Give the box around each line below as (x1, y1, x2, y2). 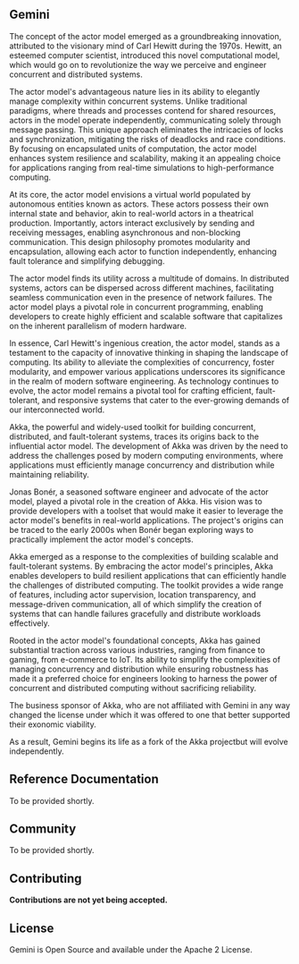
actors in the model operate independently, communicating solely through (9, 114, 281, 125)
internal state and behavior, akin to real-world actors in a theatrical (9, 207, 254, 218)
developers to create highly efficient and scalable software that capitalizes (9, 310, 283, 321)
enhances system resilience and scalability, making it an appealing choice (9, 152, 281, 164)
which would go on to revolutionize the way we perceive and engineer (9, 59, 267, 70)
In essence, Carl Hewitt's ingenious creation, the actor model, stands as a (9, 337, 280, 348)
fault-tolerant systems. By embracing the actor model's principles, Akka (9, 561, 274, 571)
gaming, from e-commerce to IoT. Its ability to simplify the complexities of (9, 654, 281, 664)
